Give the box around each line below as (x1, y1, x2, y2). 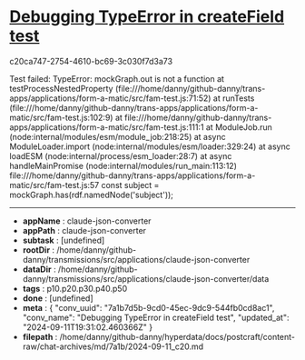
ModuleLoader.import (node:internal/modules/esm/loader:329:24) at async (9, 141, 290, 152)
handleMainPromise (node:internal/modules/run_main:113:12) (9, 160, 238, 171)
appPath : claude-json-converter (22, 225, 147, 235)
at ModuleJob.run (205, 121, 272, 133)
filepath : (22, 331, 58, 342)
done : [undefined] (22, 293, 93, 304)
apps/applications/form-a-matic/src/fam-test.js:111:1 (9, 121, 204, 133)
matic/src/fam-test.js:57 (9, 179, 100, 190)
